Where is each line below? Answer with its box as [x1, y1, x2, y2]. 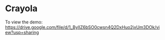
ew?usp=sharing [5, 29, 39, 35]
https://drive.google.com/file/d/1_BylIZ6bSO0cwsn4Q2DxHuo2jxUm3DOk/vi [5, 24, 160, 30]
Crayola [5, 3, 38, 14]
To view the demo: [5, 19, 43, 25]
